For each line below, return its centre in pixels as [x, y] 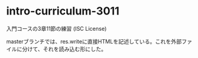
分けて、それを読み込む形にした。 [64, 49]
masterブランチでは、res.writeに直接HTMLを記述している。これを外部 [94, 41]
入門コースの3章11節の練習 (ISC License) [56, 28]
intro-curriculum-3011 [63, 11]
